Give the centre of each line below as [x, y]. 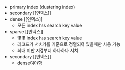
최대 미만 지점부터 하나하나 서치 [47, 50]
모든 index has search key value [49, 25]
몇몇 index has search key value [49, 38]
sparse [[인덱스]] [26, 32]
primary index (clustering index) [42, 7]
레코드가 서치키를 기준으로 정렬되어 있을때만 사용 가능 [69, 44]
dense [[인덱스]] [26, 19]
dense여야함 [29, 63]
